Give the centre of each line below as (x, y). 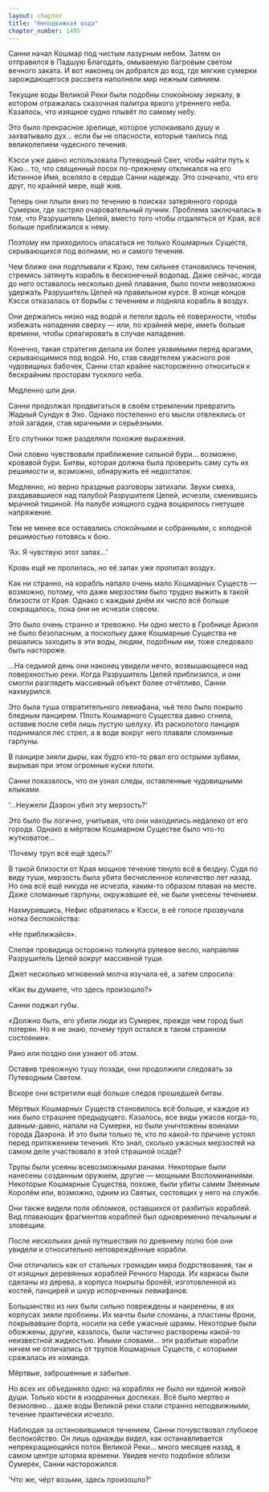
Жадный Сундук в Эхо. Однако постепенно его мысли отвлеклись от (127, 414)
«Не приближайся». (43, 935)
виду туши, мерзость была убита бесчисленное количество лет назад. (130, 878)
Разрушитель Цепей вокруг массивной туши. (86, 959)
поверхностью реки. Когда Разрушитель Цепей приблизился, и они (124, 674)
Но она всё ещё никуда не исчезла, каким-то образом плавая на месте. (132, 886)
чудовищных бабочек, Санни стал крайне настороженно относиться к (129, 366)
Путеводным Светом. (45, 1078)
